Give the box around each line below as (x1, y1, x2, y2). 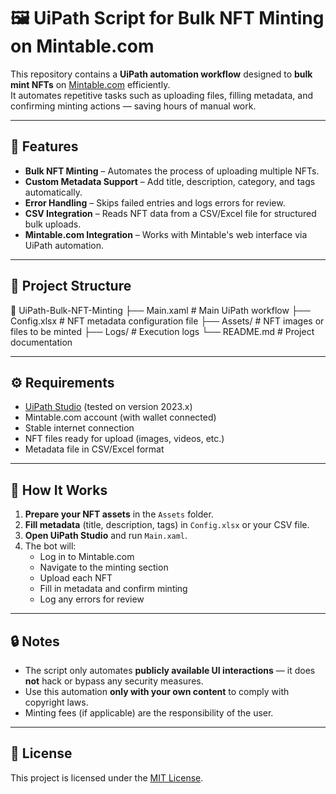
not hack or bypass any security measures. (24, 675, 204, 687)
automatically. (24, 186, 83, 198)
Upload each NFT (39, 572, 113, 584)
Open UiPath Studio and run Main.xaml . (24, 530, 188, 542)
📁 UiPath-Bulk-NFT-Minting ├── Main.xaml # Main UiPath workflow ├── (10, 304, 311, 316)
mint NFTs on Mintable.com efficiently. (10, 78, 171, 90)
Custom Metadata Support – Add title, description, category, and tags (24, 175, 316, 187)
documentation (10, 336, 73, 348)
